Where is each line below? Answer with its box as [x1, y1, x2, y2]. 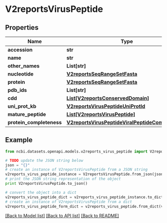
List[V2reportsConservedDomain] [66, 95, 150, 101]
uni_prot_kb [7, 103, 36, 110]
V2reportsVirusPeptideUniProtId [66, 103, 146, 110]
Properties [5, 23, 39, 32]
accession [7, 46, 33, 53]
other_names [7, 63, 40, 69]
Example [5, 136, 33, 145]
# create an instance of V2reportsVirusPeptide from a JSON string [5, 167, 148, 172]
